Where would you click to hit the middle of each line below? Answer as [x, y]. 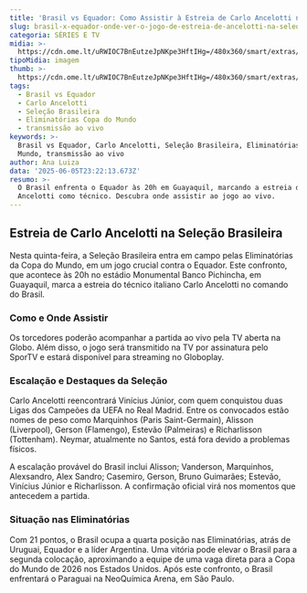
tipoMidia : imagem [44, 60]
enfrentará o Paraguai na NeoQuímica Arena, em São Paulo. [122, 578]
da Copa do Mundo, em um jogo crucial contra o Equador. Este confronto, [148, 265]
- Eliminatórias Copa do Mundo [77, 120]
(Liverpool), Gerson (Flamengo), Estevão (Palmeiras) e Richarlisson [136, 429]
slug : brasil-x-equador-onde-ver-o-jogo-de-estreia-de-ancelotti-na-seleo [155, 26]
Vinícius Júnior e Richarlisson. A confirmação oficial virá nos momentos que [153, 486]
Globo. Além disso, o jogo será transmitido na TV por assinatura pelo [139, 347]
